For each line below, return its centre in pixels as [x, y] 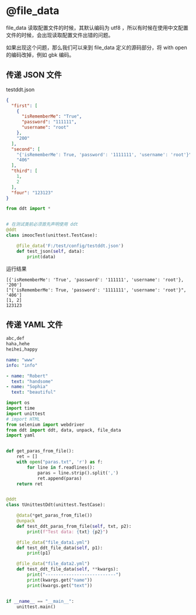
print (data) [42, 257]
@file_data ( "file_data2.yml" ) [53, 564]
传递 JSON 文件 [34, 75]
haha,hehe [18, 344]
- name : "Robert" [27, 376]
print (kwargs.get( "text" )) [60, 585]
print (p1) [39, 553]
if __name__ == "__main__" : [40, 601]
